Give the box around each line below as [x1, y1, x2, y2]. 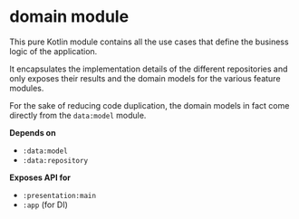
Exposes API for [9, 172, 71, 183]
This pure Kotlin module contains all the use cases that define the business [9, 36, 289, 47]
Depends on [9, 127, 56, 138]
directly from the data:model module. [9, 109, 147, 120]
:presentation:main [22, 191, 97, 200]
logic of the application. [9, 45, 98, 56]
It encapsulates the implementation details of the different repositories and [9, 63, 288, 74]
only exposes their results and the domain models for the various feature [9, 72, 281, 83]
